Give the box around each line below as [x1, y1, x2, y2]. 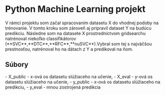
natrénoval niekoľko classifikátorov [5, 36, 76, 42]
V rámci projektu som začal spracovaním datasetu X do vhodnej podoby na [5, 20, 159, 26]
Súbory [5, 60, 29, 69]
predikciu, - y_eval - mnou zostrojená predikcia [5, 84, 101, 90]
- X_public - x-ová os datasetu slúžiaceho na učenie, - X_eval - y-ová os [5, 73, 153, 80]
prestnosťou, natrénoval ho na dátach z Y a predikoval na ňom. [5, 46, 133, 52]
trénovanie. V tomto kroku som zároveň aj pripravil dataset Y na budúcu [5, 25, 152, 31]
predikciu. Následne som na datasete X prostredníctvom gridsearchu [5, 30, 146, 36]
